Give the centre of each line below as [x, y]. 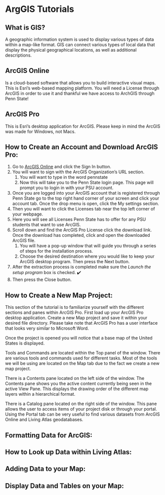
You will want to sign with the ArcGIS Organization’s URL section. [78, 172]
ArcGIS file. [24, 241]
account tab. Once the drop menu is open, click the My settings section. [86, 204]
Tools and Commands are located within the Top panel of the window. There [83, 353]
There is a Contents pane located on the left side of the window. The [75, 378]
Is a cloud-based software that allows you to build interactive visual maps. [81, 82]
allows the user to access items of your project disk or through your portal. [81, 409]
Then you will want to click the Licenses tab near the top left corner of [83, 209]
